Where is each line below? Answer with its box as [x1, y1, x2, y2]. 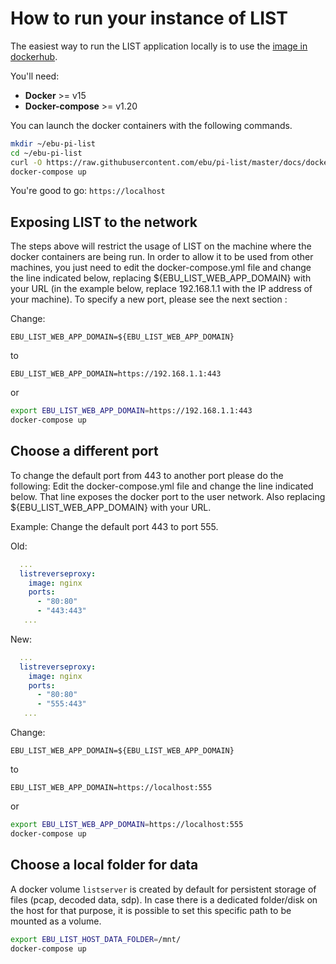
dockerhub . [10, 50, 58, 62]
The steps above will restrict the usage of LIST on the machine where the [10, 240, 312, 252]
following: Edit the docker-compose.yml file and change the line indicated [10, 480, 314, 492]
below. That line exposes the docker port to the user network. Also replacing [10, 490, 326, 502]
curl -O [10, 157, 43, 167]
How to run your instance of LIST [10, 7, 288, 30]
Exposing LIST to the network [10, 213, 198, 231]
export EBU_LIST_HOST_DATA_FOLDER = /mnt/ [10, 934, 182, 944]
